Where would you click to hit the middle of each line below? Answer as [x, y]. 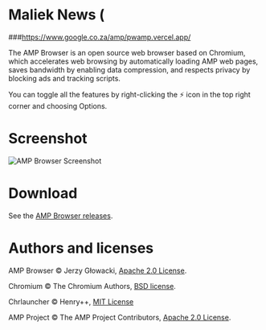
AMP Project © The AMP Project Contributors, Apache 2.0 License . [120, 317]
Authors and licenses [81, 248]
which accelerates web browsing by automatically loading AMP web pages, [133, 61]
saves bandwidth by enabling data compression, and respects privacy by [129, 69]
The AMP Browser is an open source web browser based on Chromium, [127, 52]
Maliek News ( [57, 15]
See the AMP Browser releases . [61, 216]
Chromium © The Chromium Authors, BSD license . [92, 286]
